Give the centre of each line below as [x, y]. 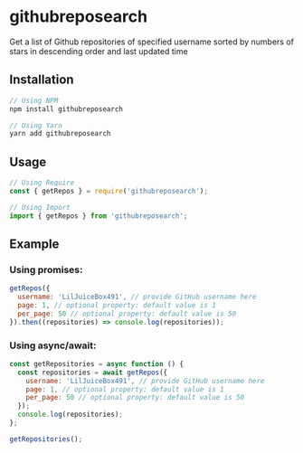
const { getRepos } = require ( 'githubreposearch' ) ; [109, 191]
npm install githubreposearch [66, 109]
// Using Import [40, 207]
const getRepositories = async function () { [96, 363]
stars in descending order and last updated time [99, 51]
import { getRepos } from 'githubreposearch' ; [99, 216]
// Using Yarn [36, 125]
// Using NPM [34, 100]
